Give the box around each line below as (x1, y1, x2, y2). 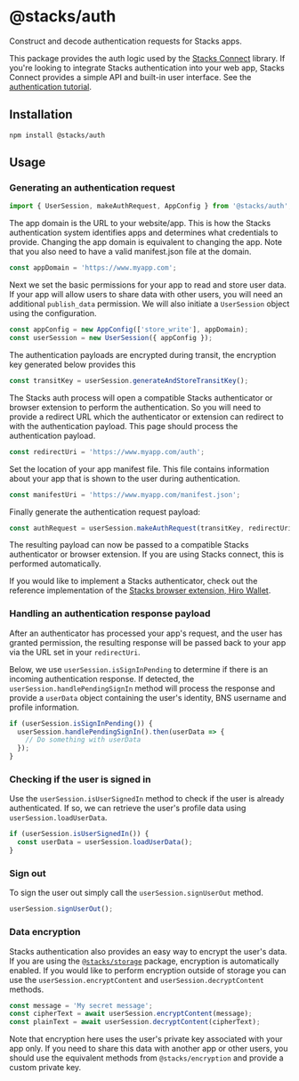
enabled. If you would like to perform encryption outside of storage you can (9, 964, 287, 976)
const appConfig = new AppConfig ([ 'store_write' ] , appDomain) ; (9, 325, 249, 335)
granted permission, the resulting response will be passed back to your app (9, 637, 287, 647)
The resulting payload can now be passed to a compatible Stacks (9, 540, 249, 550)
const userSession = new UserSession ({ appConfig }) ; (9, 334, 214, 343)
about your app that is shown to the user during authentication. (9, 473, 240, 484)
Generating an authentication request (9, 182, 175, 194)
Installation (9, 107, 73, 122)
